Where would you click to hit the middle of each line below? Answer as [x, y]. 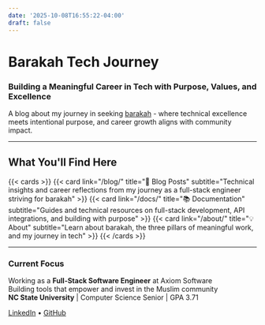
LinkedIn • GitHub [37, 313]
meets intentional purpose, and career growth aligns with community [120, 121]
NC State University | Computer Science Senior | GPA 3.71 [103, 297]
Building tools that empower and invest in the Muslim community [113, 290]
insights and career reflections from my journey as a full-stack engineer [125, 189]
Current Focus [36, 263]
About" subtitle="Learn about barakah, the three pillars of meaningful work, [131, 227]
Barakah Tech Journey [84, 62]
